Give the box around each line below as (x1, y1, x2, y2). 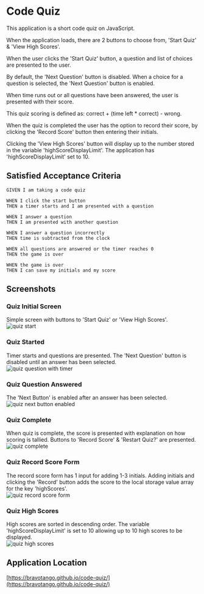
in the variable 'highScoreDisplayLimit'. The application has (6, 146, 155, 154)
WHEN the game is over (6, 262, 64, 268)
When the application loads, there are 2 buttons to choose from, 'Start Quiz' (6, 36, 197, 43)
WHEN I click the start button (6, 198, 86, 204)
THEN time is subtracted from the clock (6, 235, 111, 241)
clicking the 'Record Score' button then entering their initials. (6, 128, 158, 135)
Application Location (6, 558, 87, 568)
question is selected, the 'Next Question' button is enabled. (6, 80, 155, 87)
